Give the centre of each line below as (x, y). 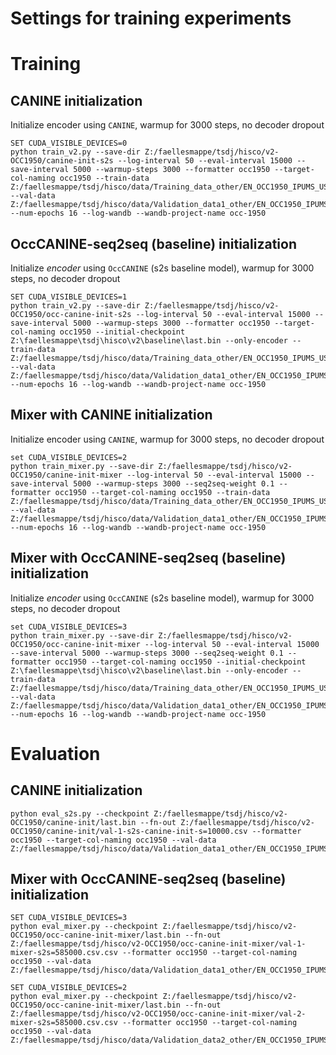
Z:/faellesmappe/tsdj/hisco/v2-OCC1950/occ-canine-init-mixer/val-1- (158, 944)
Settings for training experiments (151, 18)
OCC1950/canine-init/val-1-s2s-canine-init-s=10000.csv (129, 831)
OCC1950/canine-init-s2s (62, 161)
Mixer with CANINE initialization (111, 415)
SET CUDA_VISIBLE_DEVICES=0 (69, 143)
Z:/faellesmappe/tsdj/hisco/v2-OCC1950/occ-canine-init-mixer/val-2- (158, 1014)
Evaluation (55, 753)
